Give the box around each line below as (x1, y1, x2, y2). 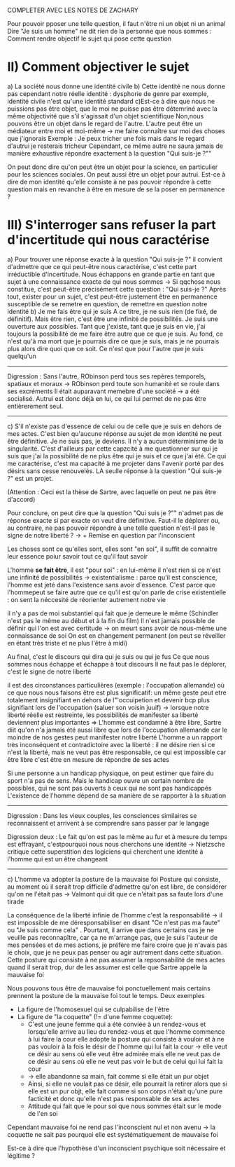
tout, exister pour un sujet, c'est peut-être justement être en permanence (7, 292, 218, 301)
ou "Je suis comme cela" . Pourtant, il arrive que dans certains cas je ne (7, 925, 215, 934)
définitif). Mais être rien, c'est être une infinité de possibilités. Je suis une (7, 315, 219, 323)
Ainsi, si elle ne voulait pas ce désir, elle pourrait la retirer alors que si (27, 1079, 227, 1088)
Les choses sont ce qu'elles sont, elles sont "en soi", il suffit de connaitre (7, 545, 218, 553)
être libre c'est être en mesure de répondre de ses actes (7, 755, 169, 763)
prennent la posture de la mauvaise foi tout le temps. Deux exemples (7, 991, 205, 999)
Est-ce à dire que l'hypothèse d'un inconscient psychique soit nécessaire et (7, 1144, 226, 1152)
